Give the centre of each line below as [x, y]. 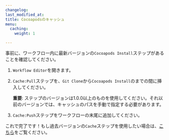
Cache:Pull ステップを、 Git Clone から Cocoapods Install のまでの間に [85, 81]
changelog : [17, 10]
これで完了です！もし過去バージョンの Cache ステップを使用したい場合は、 [82, 126]
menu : [11, 24]
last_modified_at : [25, 15]
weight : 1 [25, 33]
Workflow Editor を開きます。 [43, 70]
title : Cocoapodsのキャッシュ [35, 19]
